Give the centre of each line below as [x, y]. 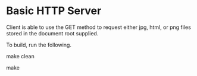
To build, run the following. [39, 45]
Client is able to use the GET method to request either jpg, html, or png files [99, 27]
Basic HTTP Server [54, 11]
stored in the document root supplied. [52, 33]
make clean [20, 56]
